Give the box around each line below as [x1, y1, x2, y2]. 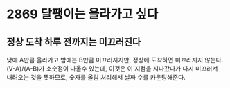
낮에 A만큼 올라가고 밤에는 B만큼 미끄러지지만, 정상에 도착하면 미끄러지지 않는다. [6, 56, 224, 64]
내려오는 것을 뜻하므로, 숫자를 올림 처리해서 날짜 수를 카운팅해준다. [6, 73, 186, 81]
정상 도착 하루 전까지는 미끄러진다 [6, 36, 141, 48]
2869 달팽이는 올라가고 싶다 [6, 6, 159, 22]
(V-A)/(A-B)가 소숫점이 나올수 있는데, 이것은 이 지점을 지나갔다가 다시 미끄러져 [6, 64, 218, 73]
